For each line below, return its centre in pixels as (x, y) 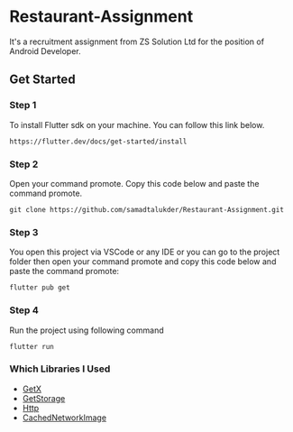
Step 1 (23, 106)
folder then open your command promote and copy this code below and (143, 262)
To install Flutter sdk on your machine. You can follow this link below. (137, 124)
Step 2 (24, 164)
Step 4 (24, 310)
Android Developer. (45, 51)
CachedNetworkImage (64, 418)
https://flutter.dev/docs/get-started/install (98, 142)
